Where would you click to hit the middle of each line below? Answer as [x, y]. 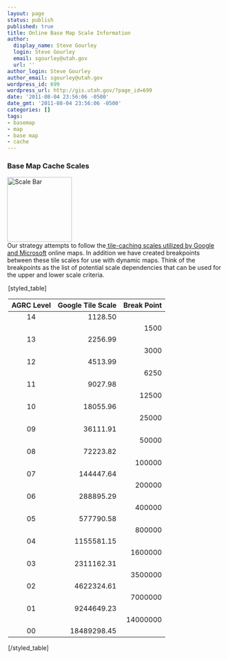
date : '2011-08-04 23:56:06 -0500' [58, 97]
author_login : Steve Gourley [49, 71]
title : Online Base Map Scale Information [69, 33]
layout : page [26, 13]
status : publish [30, 20]
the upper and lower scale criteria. [56, 275]
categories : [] [29, 110]
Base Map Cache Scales [48, 166]
